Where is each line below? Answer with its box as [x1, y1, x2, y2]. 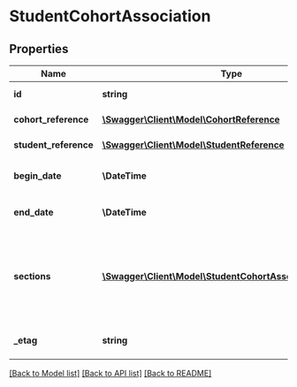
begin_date [13, 170, 62, 182]
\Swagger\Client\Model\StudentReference [102, 139, 285, 151]
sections [13, 270, 51, 282]
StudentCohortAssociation [9, 6, 211, 27]
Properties [9, 42, 69, 57]
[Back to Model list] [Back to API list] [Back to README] [9, 368, 212, 378]
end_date [13, 206, 55, 218]
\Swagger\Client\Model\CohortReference [102, 113, 280, 125]
